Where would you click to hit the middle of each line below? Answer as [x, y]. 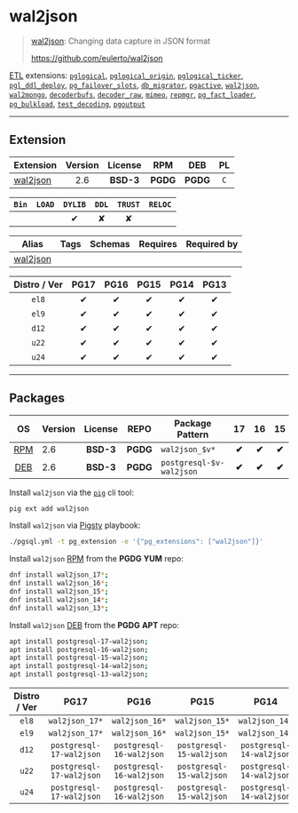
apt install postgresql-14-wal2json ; [79, 666]
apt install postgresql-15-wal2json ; [79, 658]
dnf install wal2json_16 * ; [59, 584]
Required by [212, 243]
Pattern [193, 434]
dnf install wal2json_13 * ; [59, 608]
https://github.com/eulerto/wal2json [97, 58]
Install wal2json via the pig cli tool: [72, 492]
